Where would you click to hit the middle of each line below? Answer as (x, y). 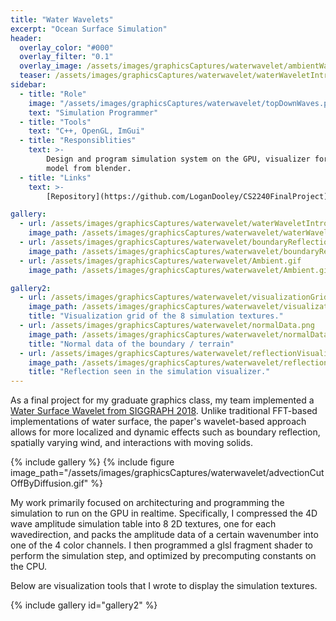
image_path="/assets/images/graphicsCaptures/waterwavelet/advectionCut (167, 473)
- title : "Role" (53, 94)
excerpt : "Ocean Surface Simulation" (89, 29)
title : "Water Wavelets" (62, 19)
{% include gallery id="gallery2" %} (84, 605)
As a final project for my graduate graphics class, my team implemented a (162, 400)
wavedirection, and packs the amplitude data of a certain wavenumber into (164, 535)
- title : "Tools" (55, 122)
